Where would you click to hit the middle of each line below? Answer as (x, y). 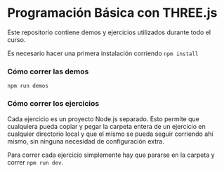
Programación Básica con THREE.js (112, 13)
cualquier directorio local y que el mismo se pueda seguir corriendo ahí (110, 134)
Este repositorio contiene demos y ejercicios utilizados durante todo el (109, 32)
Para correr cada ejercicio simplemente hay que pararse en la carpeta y (111, 155)
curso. (17, 39)
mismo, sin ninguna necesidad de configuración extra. (86, 141)
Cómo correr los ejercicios (53, 104)
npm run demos (28, 86)
